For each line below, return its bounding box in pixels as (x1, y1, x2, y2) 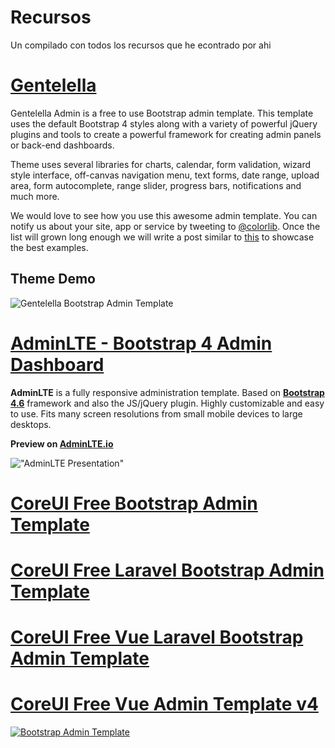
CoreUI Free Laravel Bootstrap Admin (10, 559, 325, 581)
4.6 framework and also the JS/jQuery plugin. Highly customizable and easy (10, 397, 325, 409)
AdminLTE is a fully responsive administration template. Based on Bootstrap (10, 386, 325, 398)
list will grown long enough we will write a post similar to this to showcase (10, 231, 315, 243)
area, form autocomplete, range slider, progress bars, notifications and (10, 179, 302, 191)
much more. (10, 190, 60, 202)
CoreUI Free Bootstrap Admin (10, 492, 258, 515)
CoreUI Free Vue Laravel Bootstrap (10, 626, 304, 649)
